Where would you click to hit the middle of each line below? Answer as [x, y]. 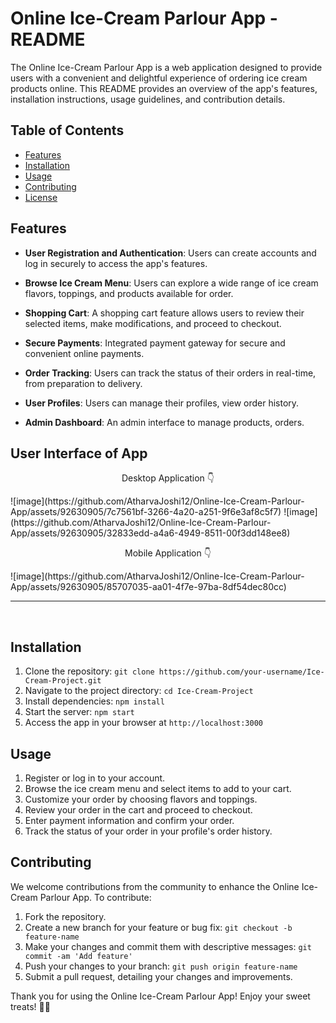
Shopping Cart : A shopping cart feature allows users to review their [164, 313]
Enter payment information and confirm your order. [129, 820]
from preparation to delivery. [83, 383]
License [41, 197]
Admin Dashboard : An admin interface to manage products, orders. [164, 422]
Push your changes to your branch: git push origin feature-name [161, 966]
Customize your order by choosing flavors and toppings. [141, 799]
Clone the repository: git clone [89, 671]
